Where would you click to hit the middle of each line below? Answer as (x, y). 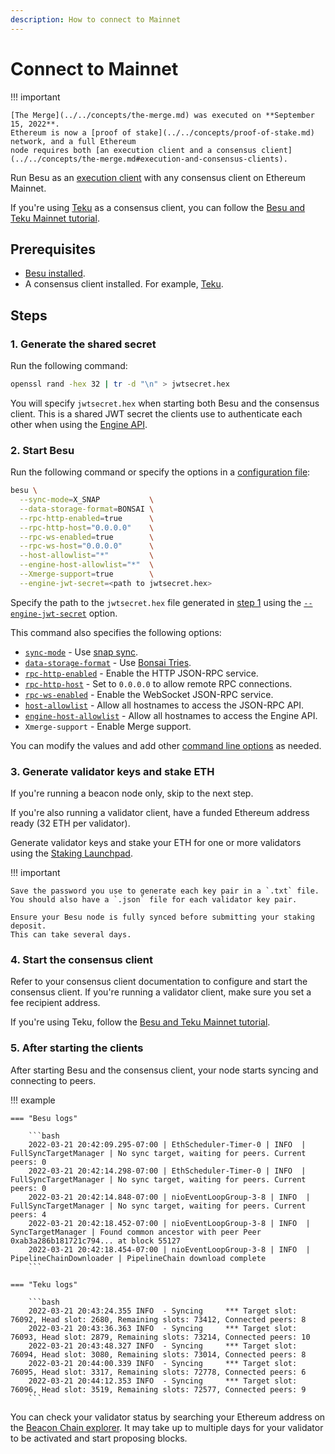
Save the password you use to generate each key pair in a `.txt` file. (165, 891)
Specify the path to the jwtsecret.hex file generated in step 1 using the (156, 602)
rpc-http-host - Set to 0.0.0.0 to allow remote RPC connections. (158, 683)
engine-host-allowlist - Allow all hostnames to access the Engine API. (171, 715)
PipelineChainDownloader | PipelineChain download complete (138, 1258)
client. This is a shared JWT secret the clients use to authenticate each (156, 413)
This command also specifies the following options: (116, 632)
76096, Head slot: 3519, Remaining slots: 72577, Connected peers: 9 (158, 1389)
